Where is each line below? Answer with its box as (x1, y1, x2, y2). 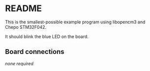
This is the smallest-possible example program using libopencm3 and (5, 19, 146, 25)
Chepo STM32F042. (5, 24, 47, 30)
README (5, 3, 42, 14)
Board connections (5, 48, 65, 56)
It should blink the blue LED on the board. (5, 34, 89, 39)
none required (5, 60, 34, 66)
